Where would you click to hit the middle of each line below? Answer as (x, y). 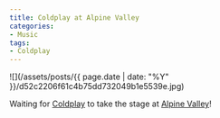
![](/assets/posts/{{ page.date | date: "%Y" (89, 77)
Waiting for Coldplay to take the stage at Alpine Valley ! (110, 104)
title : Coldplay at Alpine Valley (75, 18)
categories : (32, 26)
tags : (19, 43)
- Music (24, 34)
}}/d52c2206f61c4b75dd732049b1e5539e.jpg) (97, 86)
